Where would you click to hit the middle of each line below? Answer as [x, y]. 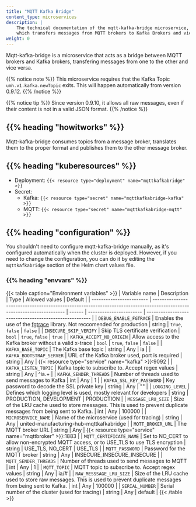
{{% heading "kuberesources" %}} [71, 166]
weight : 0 [18, 39]
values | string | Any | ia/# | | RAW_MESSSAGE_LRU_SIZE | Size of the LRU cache [97, 473]
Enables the [169, 318]
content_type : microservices [41, 17]
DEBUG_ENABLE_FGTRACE [125, 318]
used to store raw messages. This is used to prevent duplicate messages [94, 480]
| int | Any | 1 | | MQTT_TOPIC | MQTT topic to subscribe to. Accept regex [90, 467]
